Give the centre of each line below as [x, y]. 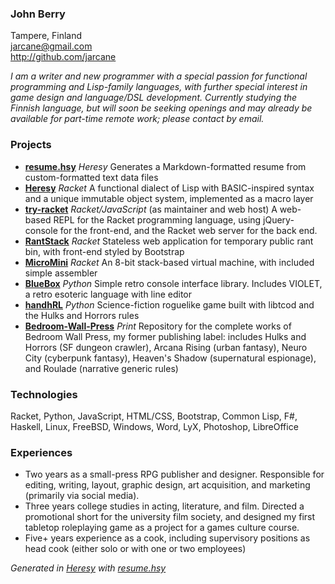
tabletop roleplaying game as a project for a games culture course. [162, 528]
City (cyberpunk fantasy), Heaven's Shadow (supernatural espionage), [170, 358]
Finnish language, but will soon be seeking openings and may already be [161, 108]
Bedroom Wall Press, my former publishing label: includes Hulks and [165, 336]
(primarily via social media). [82, 496]
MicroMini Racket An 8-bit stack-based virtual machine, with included [169, 262]
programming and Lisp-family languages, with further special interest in [159, 87]
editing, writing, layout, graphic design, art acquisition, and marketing [167, 485]
